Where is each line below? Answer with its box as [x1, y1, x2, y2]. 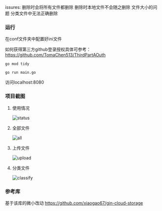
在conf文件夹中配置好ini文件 [5, 36, 62, 42]
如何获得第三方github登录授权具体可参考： [5, 46, 91, 53]
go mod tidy [5, 61, 29, 66]
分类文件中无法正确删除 [10, 10, 58, 16]
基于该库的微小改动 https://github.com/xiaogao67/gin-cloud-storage [5, 200, 143, 206]
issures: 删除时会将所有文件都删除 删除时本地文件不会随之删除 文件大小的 [5, 4, 153, 10]
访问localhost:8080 [5, 79, 44, 85]
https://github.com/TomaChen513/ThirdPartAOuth [5, 52, 106, 58]
